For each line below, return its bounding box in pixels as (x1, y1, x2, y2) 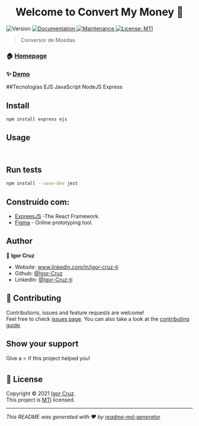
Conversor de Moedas (20, 36, 76, 43)
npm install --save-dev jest (6, 180, 78, 186)
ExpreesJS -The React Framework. (14, 213, 100, 220)
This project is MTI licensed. (6, 396, 75, 403)
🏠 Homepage (6, 52, 47, 60)
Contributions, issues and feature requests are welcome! (6, 309, 145, 316)
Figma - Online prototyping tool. (14, 219, 93, 226)
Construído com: (6, 197, 70, 207)
